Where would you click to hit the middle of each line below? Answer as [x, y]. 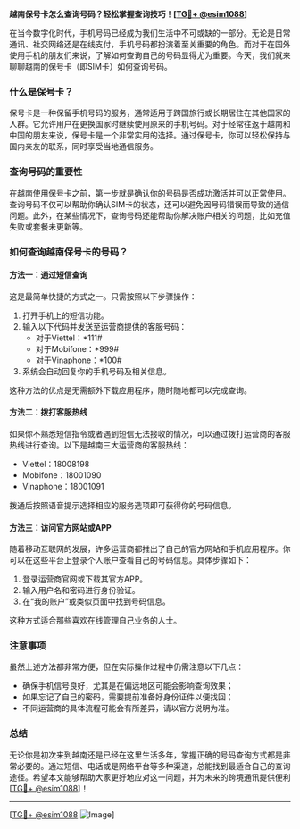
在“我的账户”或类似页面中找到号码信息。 [96, 601]
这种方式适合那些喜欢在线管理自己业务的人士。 [95, 621]
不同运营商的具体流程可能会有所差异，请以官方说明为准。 [128, 708]
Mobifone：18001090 [62, 475]
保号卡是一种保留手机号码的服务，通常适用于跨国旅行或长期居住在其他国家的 [150, 113]
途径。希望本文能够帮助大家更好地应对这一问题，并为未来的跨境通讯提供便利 [150, 777]
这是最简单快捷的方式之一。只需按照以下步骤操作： [103, 296]
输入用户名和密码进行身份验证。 [81, 590]
